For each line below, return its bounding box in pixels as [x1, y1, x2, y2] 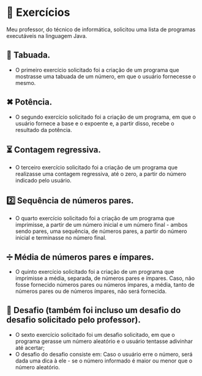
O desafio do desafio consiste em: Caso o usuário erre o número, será [15, 350, 193, 358]
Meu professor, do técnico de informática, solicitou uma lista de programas [6, 26, 196, 33]
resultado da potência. [15, 126, 72, 133]
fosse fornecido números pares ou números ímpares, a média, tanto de [15, 281, 195, 288]
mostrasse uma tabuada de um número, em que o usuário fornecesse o [15, 73, 196, 80]
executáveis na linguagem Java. [6, 32, 88, 39]
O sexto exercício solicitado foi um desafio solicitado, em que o [15, 331, 176, 338]
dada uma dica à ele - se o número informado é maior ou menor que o [15, 357, 193, 364]
